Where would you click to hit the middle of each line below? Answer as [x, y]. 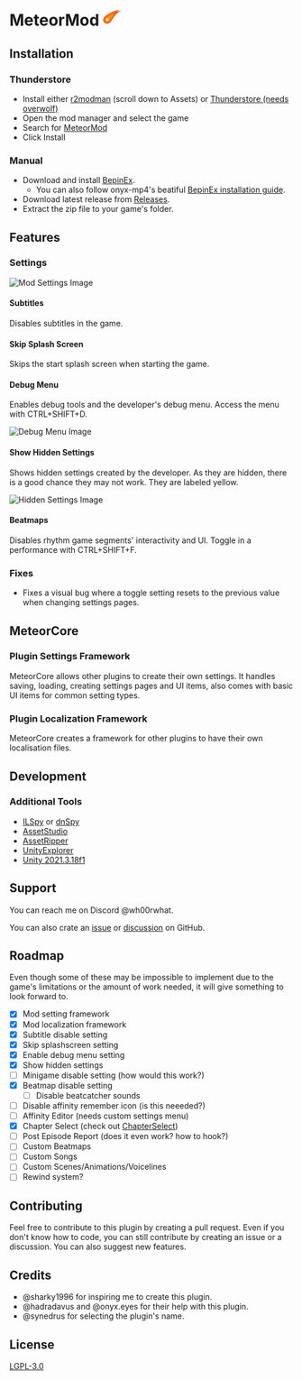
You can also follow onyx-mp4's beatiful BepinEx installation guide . [160, 190]
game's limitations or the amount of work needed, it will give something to [146, 987]
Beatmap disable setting [67, 1085]
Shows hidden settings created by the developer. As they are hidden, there [148, 473]
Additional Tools [46, 802]
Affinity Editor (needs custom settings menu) [105, 1116]
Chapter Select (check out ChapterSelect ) [100, 1127]
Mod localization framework [74, 1024]
